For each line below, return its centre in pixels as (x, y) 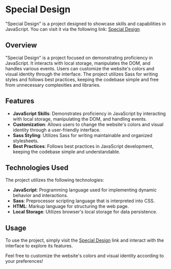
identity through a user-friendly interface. (57, 130)
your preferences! (24, 261)
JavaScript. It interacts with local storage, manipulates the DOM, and (78, 63)
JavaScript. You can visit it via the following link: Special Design (73, 29)
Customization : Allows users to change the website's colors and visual (88, 124)
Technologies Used (37, 168)
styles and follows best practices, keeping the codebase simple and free (82, 79)
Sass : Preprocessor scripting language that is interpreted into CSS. (84, 201)
